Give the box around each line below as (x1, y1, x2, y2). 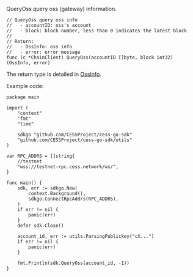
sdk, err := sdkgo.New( (17, 185, 78, 191)
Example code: (6, 83, 44, 89)
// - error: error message (6, 49, 81, 55)
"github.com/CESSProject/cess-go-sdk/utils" (17, 137, 133, 143)
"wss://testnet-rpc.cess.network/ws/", (17, 164, 119, 170)
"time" (17, 121, 34, 127)
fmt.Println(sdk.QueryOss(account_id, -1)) (17, 260, 130, 266)
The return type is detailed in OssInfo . (6, 70, 102, 78)
